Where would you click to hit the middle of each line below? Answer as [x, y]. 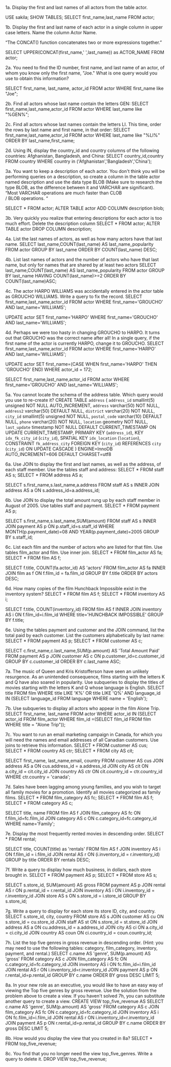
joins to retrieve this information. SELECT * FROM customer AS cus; [77, 745]
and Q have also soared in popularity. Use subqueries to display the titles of [84, 682]
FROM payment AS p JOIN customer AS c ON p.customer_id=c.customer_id [85, 656]
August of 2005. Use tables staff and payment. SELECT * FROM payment [82, 505]
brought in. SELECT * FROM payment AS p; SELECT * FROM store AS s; [81, 875]
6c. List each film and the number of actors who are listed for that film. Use [84, 547]
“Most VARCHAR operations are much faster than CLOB [64, 193]
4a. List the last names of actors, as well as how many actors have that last [84, 239]
